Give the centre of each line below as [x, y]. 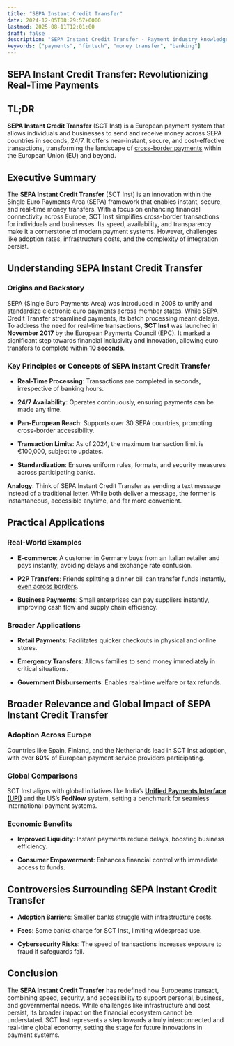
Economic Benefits [40, 823]
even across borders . [48, 586]
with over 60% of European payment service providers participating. [106, 758]
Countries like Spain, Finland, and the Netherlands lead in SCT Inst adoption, [117, 750]
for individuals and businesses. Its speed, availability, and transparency [109, 224]
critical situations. [42, 668]
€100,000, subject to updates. [60, 451]
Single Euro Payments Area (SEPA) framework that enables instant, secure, [115, 202]
